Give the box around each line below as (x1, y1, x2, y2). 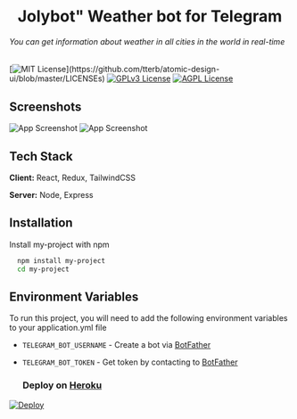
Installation (9, 216, 73, 231)
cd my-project (17, 265, 70, 274)
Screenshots (9, 99, 82, 114)
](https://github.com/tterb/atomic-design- (65, 64, 220, 75)
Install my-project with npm (9, 239, 110, 250)
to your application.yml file (9, 323, 107, 333)
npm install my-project (17, 256, 105, 265)
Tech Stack (9, 149, 73, 164)
